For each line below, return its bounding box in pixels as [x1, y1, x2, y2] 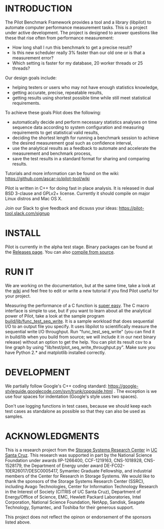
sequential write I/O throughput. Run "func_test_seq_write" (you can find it [5, 328, 155, 334]
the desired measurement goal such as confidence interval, [12, 140, 133, 146]
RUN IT [5, 266, 34, 278]
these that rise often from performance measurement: [5, 35, 114, 41]
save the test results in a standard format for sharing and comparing [12, 155, 150, 161]
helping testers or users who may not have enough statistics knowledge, [12, 84, 159, 90]
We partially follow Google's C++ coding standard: [5, 383, 107, 389]
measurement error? [12, 55, 54, 60]
